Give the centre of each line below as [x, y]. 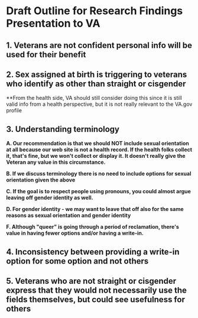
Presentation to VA [53, 23]
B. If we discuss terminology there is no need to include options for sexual [99, 174]
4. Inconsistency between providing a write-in [93, 252]
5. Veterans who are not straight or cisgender [91, 281]
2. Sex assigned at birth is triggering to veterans [97, 74]
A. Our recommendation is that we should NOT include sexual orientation [98, 144]
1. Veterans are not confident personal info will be [99, 45]
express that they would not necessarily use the [97, 290]
